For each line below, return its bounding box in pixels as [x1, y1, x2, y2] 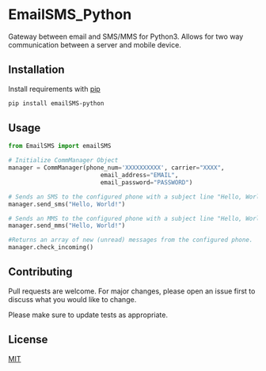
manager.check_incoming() [8, 244, 93, 252]
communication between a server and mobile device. [8, 40, 182, 49]
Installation [8, 63, 65, 77]
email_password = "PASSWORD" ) [100, 178, 193, 187]
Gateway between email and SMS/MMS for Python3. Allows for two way [8, 32, 244, 41]
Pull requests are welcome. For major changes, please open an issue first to [8, 286, 256, 296]
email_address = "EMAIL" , [100, 172, 179, 180]
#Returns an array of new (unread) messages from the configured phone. [8, 236, 253, 244]
